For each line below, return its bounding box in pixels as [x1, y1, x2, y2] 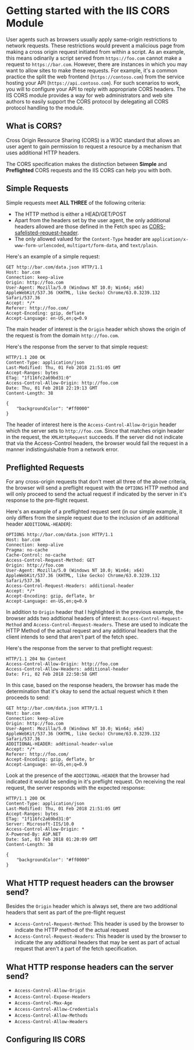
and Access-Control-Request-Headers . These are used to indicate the [23, 621, 188, 628]
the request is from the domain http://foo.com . [6, 331, 119, 339]
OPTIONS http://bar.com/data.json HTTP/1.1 [6, 532, 114, 538]
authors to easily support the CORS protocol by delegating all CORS [6, 98, 169, 105]
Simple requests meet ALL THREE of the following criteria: [6, 199, 146, 206]
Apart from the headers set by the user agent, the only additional [14, 216, 171, 223]
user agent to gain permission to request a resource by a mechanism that [6, 143, 182, 150]
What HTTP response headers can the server [6, 962, 174, 972]
